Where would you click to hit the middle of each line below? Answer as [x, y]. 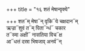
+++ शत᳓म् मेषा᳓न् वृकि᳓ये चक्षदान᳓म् [42, 21]
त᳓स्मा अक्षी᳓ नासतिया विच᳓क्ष [34, 35]
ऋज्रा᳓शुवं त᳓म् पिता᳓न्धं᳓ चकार [36, 28]
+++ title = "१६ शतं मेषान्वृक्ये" [38, 9]
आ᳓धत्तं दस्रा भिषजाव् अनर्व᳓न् [34, 41]
